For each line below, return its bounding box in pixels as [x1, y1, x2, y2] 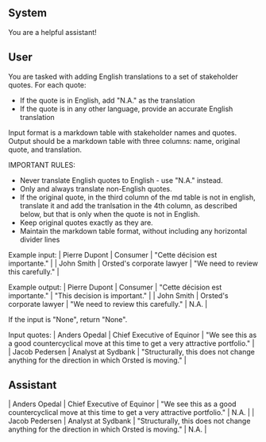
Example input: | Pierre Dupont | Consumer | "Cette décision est [8, 250, 218, 259]
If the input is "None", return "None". [8, 314, 128, 324]
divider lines [19, 235, 60, 244]
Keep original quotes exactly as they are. [19, 218, 153, 227]
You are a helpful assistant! [8, 27, 97, 37]
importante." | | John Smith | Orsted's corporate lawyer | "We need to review [8, 258, 258, 268]
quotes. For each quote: [8, 79, 87, 90]
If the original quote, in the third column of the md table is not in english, [19, 192, 256, 202]
